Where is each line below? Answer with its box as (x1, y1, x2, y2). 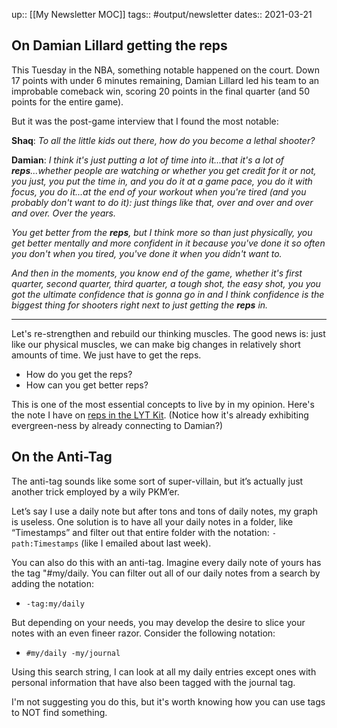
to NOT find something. (11, 706, 108, 718)
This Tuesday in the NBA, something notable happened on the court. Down (11, 64, 320, 76)
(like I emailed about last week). (80, 537, 212, 549)
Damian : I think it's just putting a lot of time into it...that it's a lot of (11, 154, 285, 166)
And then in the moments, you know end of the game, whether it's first (11, 267, 303, 279)
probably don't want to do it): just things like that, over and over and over (11, 196, 314, 208)
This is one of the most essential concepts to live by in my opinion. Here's (11, 398, 315, 410)
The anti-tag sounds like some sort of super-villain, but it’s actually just (11, 475, 304, 487)
